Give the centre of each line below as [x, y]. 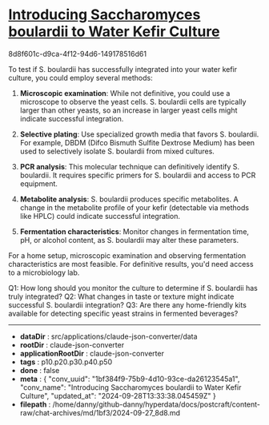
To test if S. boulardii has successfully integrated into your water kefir [123, 69]
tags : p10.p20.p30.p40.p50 [66, 362]
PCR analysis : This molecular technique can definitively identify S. [130, 166]
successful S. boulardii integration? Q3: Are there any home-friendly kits [127, 304]
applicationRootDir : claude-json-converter [92, 353]
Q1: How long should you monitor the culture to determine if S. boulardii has [133, 288]
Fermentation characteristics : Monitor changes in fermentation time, [134, 231]
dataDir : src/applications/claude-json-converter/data [108, 336]
